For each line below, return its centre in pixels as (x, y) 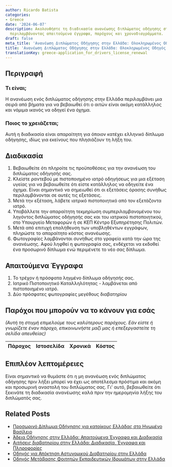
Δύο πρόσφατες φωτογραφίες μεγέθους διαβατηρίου (70, 294)
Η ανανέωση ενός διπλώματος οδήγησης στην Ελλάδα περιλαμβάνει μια (84, 99)
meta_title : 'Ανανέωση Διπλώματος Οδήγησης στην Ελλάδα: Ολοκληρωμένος (83, 43)
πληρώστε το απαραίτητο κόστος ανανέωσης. (62, 233)
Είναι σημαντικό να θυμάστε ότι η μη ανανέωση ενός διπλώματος (76, 376)
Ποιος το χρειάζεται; (32, 123)
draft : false (19, 39)
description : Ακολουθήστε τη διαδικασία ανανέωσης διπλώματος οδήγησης (83, 29)
